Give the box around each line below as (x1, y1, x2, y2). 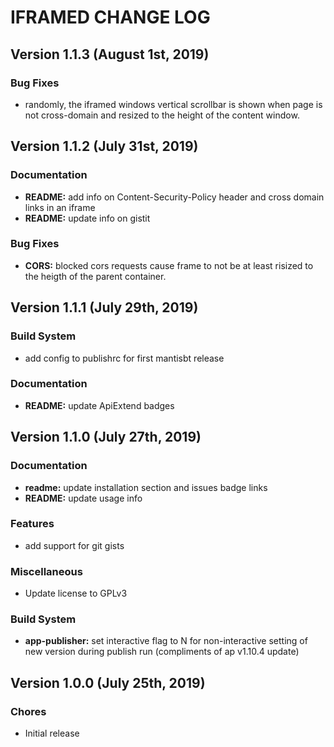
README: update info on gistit (24, 212, 151, 224)
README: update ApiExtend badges (24, 399, 175, 411)
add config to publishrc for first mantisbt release (24, 352, 225, 364)
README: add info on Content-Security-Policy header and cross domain (24, 191, 325, 203)
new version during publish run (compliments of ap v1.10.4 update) (24, 646, 300, 658)
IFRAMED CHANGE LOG (10, 6, 211, 29)
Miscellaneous (10, 564, 83, 578)
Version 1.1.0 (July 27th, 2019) (10, 429, 202, 446)
